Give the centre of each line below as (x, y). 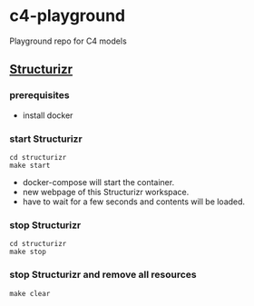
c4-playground (67, 16)
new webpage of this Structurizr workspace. (106, 192)
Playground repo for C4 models (68, 41)
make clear (30, 293)
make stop (28, 252)
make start (30, 165)
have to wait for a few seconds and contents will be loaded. (134, 202)
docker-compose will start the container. (98, 182)
